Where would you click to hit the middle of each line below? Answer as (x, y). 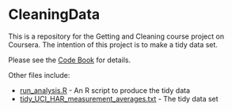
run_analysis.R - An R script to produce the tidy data (105, 90)
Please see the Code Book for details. (70, 60)
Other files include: (39, 75)
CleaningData (54, 15)
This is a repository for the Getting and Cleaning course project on (116, 36)
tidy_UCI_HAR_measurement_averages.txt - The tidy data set (119, 98)
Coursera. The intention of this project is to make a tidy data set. (113, 44)
